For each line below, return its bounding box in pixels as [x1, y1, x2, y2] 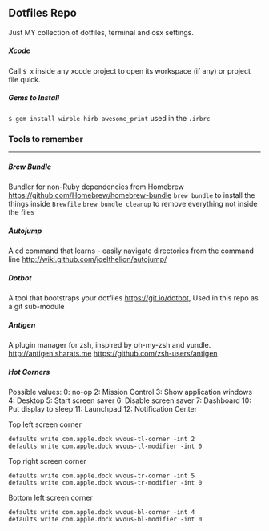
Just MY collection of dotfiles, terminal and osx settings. [8, 27, 194, 37]
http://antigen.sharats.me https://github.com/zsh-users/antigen [8, 348, 218, 358]
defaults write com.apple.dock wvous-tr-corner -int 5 [8, 472, 195, 480]
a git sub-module [8, 301, 66, 311]
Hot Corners [8, 367, 50, 376]
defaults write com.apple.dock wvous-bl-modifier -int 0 [8, 515, 203, 523]
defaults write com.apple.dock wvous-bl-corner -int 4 [8, 508, 195, 516]
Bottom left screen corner [8, 493, 94, 502]
